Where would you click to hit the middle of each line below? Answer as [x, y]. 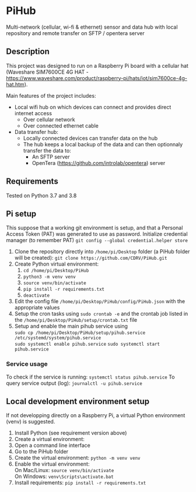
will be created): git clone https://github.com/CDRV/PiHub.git [91, 258]
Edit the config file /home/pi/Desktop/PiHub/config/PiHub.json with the [100, 301]
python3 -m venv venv [49, 277]
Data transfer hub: [36, 132]
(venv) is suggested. [31, 422]
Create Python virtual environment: [57, 264]
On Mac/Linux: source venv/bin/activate [64, 470]
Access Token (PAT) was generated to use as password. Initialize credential [97, 234]
